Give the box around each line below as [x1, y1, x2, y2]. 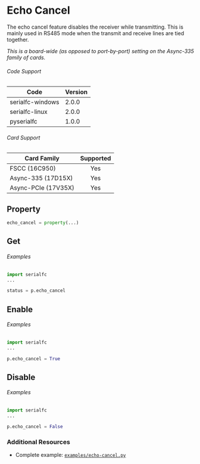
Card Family [24, 154, 60, 163]
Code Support [7, 67, 42, 75]
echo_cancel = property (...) [7, 220, 79, 226]
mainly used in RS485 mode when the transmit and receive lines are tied [7, 29, 185, 36]
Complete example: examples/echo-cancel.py [15, 451, 126, 458]
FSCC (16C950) [10, 165, 56, 173]
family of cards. [7, 54, 46, 61]
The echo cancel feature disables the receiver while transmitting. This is [7, 23, 184, 30]
